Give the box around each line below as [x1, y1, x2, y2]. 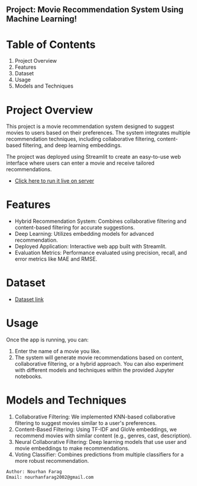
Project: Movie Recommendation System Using [6, 5, 183, 15]
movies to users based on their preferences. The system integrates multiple [6, 129, 190, 136]
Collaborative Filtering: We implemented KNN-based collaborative [14, 413, 176, 420]
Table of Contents [6, 38, 96, 51]
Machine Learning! [6, 14, 77, 24]
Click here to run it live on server [14, 177, 95, 184]
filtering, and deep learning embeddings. [22, 142, 122, 149]
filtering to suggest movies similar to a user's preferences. [14, 420, 157, 427]
